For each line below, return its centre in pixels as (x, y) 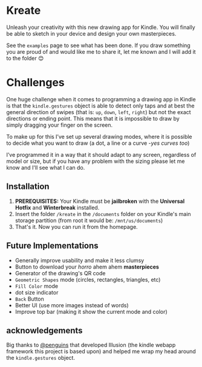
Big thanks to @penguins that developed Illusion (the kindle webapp (91, 345)
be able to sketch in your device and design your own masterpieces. (91, 33)
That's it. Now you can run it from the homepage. (76, 226)
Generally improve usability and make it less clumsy (80, 260)
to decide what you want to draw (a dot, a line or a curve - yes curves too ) (98, 143)
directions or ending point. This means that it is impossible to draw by (93, 118)
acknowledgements (44, 330)
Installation (28, 187)
